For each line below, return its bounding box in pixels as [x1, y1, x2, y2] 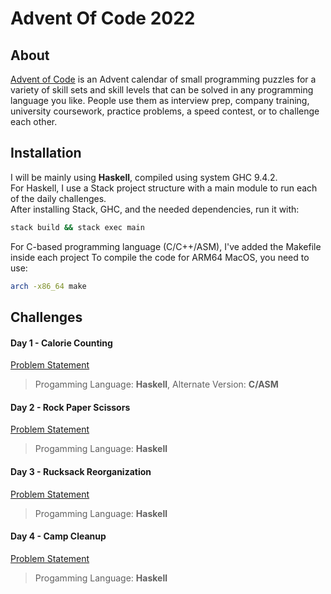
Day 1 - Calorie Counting [10, 337, 113, 349]
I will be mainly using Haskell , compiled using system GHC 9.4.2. [10, 171, 278, 183]
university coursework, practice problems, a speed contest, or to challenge [10, 105, 320, 117]
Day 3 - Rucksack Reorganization [10, 465, 152, 477]
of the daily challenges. [10, 192, 107, 204]
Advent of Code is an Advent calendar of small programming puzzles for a [10, 73, 317, 85]
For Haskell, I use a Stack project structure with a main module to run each [10, 182, 318, 194]
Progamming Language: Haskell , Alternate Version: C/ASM [34, 378, 279, 391]
